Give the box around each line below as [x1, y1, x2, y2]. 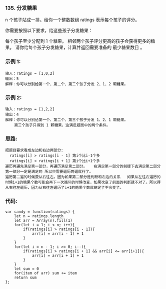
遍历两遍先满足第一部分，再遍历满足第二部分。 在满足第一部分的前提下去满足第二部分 [5, 164, 161, 169]
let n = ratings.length [14, 214, 64, 219]
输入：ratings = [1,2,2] [5, 106, 55, 111]
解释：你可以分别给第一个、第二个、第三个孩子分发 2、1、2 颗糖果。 [5, 81, 128, 86]
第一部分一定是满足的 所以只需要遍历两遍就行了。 [5, 169, 93, 174]
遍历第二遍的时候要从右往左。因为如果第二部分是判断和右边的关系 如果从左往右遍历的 [5, 175, 161, 180]
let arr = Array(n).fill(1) [14, 218, 72, 223]
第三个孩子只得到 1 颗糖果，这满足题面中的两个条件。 [14, 122, 110, 127]
